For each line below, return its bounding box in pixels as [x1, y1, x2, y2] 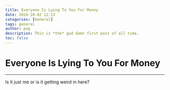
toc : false [5, 36, 28, 41]
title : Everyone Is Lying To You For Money [5, 7, 99, 13]
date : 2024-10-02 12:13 [5, 12, 56, 17]
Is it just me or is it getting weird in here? [5, 79, 90, 85]
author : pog [5, 26, 30, 31]
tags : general [5, 21, 35, 27]
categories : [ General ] [5, 17, 53, 22]
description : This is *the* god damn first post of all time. [5, 31, 139, 36]
